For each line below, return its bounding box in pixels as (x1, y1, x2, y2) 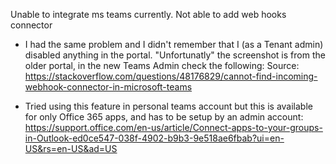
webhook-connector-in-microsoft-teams (24, 81, 193, 93)
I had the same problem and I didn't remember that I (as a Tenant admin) (24, 39, 324, 50)
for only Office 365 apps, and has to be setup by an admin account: (24, 111, 304, 123)
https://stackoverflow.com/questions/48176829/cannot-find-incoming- (24, 70, 318, 82)
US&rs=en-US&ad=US (24, 143, 118, 154)
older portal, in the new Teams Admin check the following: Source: (24, 60, 300, 71)
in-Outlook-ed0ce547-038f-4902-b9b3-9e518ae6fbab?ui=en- (24, 132, 285, 144)
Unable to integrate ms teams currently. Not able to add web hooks (10, 9, 287, 20)
